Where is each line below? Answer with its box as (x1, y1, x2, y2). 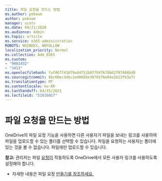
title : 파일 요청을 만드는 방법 (5, 7, 60, 12)
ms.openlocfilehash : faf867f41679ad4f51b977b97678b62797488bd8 (5, 70, 136, 75)
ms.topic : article (5, 34, 42, 39)
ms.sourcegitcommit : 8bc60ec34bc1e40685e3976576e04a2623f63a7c (5, 75, 136, 80)
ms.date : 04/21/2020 (5, 25, 47, 30)
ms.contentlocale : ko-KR (5, 83, 55, 89)
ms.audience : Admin (5, 30, 45, 34)
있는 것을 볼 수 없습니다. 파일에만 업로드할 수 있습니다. (5, 144, 107, 150)
